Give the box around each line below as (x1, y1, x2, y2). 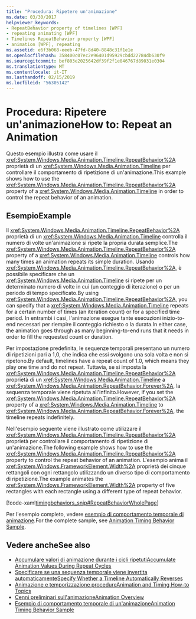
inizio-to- (162, 314, 185, 322)
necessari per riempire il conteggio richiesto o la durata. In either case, (17, 320, 188, 327)
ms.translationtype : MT (6, 63, 65, 70)
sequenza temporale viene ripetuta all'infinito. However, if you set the (6, 388, 174, 395)
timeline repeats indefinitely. (6, 414, 75, 421)
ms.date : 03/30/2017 (6, 14, 57, 20)
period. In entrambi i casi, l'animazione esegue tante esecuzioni (6, 314, 161, 322)
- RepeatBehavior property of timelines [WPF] (6, 25, 123, 31)
